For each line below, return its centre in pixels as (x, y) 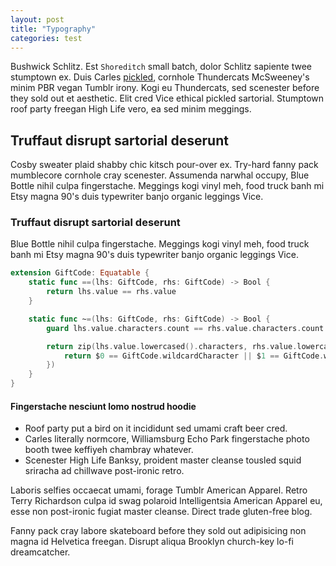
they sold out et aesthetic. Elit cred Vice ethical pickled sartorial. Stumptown (167, 98)
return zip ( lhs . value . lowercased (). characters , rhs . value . (172, 346)
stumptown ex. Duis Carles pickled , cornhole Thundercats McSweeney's (160, 77)
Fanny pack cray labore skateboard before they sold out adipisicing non (158, 531)
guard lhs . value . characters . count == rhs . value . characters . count (185, 328)
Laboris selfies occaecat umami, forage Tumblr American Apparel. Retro (159, 490)
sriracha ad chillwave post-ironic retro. (104, 471)
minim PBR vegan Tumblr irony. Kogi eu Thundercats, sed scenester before (165, 88)
